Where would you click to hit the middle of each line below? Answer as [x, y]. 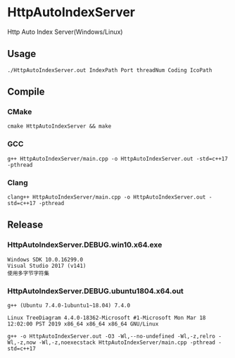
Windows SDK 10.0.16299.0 [45, 259]
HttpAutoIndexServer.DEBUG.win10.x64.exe [85, 245]
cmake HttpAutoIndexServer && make [59, 126]
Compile [26, 92]
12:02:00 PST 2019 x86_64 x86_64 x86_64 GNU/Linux [83, 324]
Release [25, 225]
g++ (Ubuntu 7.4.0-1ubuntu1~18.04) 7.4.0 [69, 306]
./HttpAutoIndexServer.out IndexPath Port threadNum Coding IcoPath [110, 70]
